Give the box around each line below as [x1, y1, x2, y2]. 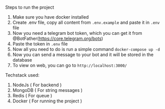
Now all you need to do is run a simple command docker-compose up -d [12, 46, 160, 52]
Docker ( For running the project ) [12, 98, 82, 104]
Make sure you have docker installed [12, 14, 89, 20]
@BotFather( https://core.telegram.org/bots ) [12, 35, 103, 41]
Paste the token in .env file [12, 41, 68, 47]
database [12, 57, 32, 63]
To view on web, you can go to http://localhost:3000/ [12, 63, 127, 68]
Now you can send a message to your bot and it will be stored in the [12, 51, 154, 58]
